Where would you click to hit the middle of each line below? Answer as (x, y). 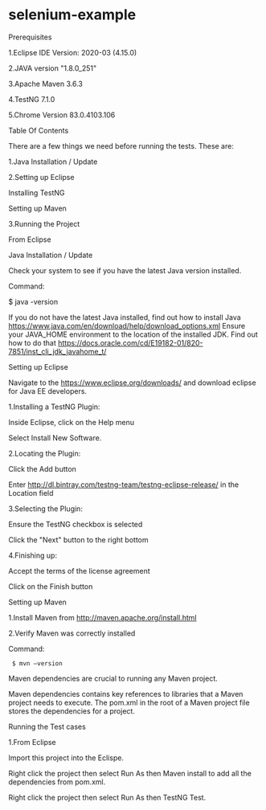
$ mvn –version (37, 663)
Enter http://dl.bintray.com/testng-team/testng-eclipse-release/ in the (124, 485)
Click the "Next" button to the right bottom (78, 539)
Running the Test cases (47, 726)
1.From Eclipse (32, 742)
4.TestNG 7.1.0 (32, 99)
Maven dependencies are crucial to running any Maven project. (113, 678)
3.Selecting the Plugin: (45, 509)
